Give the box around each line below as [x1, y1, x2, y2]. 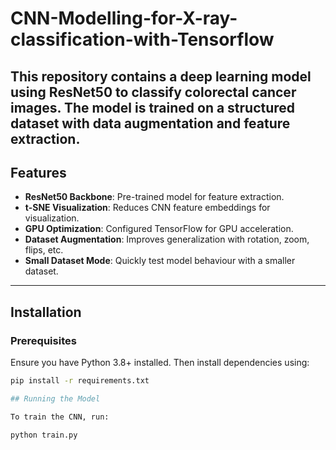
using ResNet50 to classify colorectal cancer [10, 83, 297, 101]
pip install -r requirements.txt [10, 376, 150, 386]
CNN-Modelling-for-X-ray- [10, 7, 238, 30]
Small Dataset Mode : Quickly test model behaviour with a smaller [24, 255, 296, 267]
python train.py [10, 430, 78, 440]
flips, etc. [24, 244, 64, 256]
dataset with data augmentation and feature [10, 115, 291, 132]
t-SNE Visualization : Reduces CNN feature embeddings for [24, 202, 271, 214]
